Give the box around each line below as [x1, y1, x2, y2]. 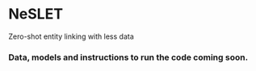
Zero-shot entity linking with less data [8, 31, 135, 41]
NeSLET [8, 5, 63, 23]
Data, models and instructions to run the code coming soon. [8, 52, 249, 63]
